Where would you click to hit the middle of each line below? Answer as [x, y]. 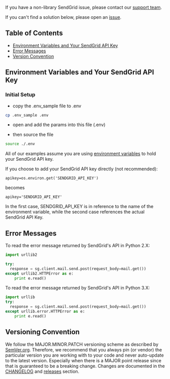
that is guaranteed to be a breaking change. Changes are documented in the [85, 366]
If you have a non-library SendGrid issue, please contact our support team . [84, 7]
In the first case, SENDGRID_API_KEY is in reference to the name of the [79, 207]
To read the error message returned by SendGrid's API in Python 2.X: [78, 246]
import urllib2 [21, 255]
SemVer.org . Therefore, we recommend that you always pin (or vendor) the [84, 349]
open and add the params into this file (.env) [59, 125]
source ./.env [20, 144]
